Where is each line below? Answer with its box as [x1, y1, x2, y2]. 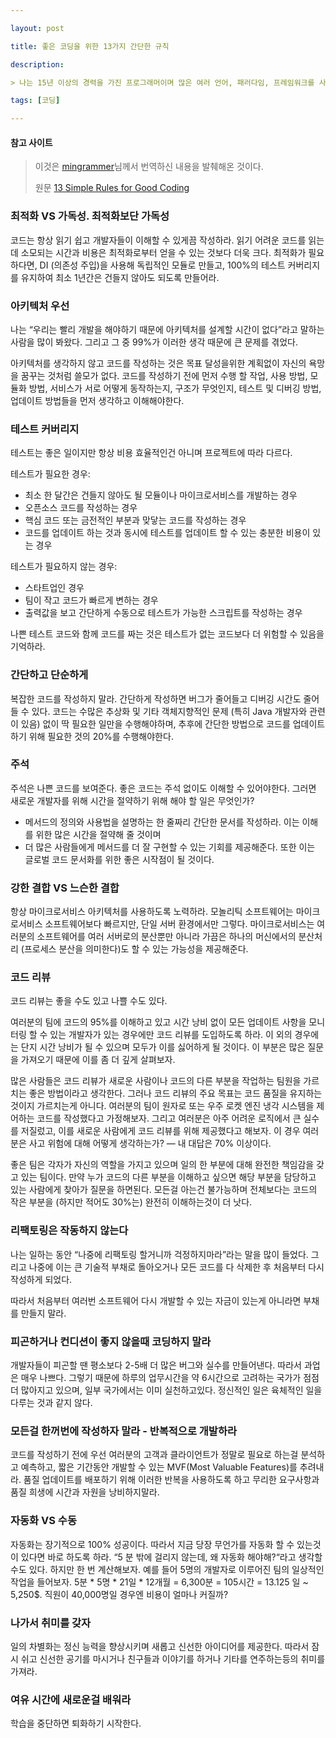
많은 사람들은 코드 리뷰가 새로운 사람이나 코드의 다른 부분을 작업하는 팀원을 [10, 1075, 302, 1087]
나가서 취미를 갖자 [10, 1616, 92, 1630]
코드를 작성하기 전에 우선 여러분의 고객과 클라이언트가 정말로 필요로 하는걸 [10, 1449, 299, 1461]
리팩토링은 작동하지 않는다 [10, 1224, 129, 1238]
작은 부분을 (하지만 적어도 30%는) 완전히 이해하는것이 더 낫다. [10, 1196, 253, 1208]
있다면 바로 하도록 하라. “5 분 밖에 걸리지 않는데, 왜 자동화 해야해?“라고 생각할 [20, 1551, 323, 1563]
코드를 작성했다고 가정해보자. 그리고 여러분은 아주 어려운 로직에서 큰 [36, 1112, 302, 1125]
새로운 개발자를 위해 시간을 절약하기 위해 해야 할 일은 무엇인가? [10, 794, 255, 806]
